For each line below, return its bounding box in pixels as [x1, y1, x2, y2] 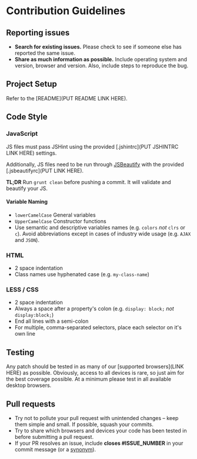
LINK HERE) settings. [6, 149, 57, 156]
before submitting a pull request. [14, 433, 94, 440]
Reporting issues [6, 28, 70, 38]
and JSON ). [14, 236, 40, 243]
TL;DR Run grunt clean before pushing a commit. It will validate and [6, 178, 172, 185]
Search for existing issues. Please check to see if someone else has [14, 43, 182, 50]
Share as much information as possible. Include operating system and [14, 56, 187, 63]
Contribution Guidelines [6, 4, 126, 18]
